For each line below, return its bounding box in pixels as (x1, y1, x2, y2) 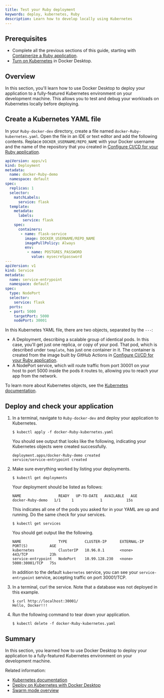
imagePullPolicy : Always (24, 241, 76, 245)
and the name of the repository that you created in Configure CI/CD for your (5, 143, 158, 150)
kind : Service (5, 268, 34, 273)
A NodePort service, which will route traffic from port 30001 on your (12, 363, 150, 369)
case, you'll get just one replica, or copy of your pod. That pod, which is (12, 342, 158, 348)
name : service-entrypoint (9, 277, 63, 282)
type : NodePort (9, 291, 41, 296)
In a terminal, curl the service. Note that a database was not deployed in (12, 584, 158, 590)
